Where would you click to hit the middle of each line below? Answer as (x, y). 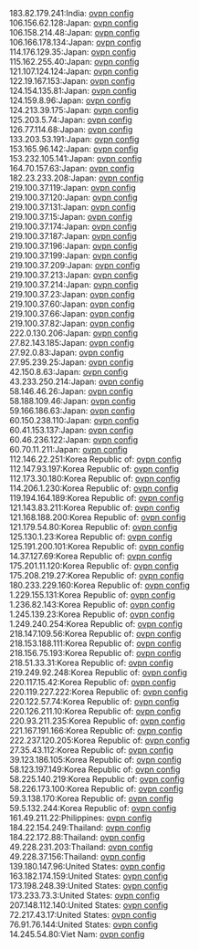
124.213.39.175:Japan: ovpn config (74, 110)
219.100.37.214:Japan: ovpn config (74, 285)
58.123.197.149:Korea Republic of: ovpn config (95, 769)
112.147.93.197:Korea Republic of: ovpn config (94, 469)
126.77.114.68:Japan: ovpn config (71, 130)
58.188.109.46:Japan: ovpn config (73, 401)
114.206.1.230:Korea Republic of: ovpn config (94, 488)
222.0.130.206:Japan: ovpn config (74, 333)
